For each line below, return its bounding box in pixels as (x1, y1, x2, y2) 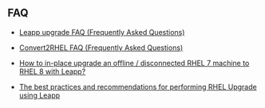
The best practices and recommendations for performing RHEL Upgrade (18, 82, 257, 91)
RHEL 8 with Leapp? (18, 67, 86, 76)
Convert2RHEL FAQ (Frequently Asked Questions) (18, 43, 184, 52)
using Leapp (18, 91, 61, 100)
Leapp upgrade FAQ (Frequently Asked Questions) (18, 27, 185, 37)
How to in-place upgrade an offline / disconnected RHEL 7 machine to (18, 58, 250, 67)
